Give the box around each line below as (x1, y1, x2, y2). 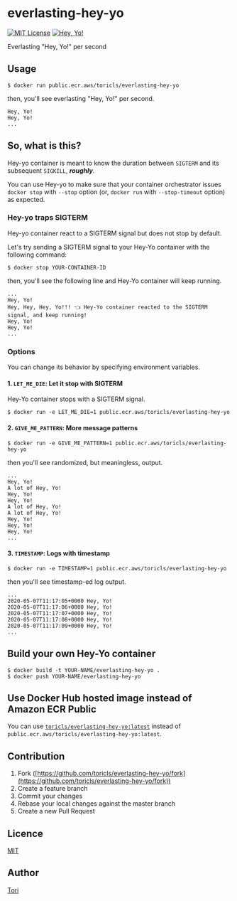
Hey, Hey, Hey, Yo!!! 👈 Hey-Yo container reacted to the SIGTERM (7, 304, 208, 311)
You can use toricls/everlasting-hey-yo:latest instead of (7, 722, 181, 730)
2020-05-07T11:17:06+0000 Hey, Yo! (7, 603, 113, 611)
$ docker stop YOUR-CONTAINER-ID (7, 264, 106, 271)
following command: (7, 250, 67, 259)
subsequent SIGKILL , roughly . (7, 166, 95, 175)
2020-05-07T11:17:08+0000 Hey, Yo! (7, 616, 113, 623)
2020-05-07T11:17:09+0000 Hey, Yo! (7, 622, 113, 629)
